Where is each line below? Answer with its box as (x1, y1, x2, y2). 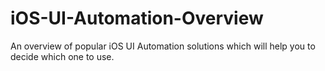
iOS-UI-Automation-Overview (10, 7, 264, 30)
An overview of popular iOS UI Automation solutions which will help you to (10, 40, 316, 52)
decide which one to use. (10, 50, 115, 62)
